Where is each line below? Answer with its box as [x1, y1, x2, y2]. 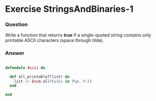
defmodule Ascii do [5, 65, 46, 70]
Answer [5, 50, 25, 57]
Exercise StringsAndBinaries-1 [5, 3, 134, 15]
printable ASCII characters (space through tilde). [5, 37, 104, 43]
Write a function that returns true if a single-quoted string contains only [5, 32, 152, 38]
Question [5, 21, 28, 28]
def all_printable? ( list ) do [9, 74, 70, 79]
